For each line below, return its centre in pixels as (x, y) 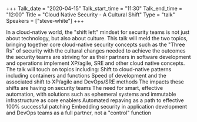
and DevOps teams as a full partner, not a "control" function (79, 113)
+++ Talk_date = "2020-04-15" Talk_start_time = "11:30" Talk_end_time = (94, 8)
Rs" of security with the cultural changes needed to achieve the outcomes (96, 51)
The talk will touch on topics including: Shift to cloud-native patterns (89, 69)
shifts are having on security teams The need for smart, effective (85, 88)
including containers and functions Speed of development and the (86, 76)
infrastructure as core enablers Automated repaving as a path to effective (95, 100)
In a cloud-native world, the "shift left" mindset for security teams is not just (98, 32)
